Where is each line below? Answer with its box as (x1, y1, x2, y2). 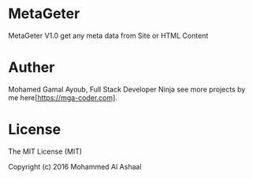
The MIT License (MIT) (8, 147, 83, 156)
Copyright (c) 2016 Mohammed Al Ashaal (8, 162, 142, 171)
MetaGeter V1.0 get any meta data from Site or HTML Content (8, 31, 209, 40)
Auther (8, 58, 55, 76)
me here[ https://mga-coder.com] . (8, 92, 118, 103)
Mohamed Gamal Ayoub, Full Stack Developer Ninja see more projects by (8, 84, 246, 94)
